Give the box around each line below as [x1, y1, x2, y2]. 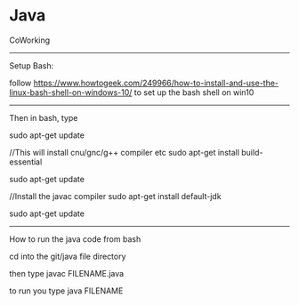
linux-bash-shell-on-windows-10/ [9, 86, 133, 98]
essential [9, 157, 43, 167]
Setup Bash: [9, 60, 54, 71]
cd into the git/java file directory [9, 251, 126, 261]
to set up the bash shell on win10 [133, 86, 255, 98]
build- [241, 147, 263, 157]
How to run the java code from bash [9, 233, 141, 245]
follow [9, 77, 32, 88]
